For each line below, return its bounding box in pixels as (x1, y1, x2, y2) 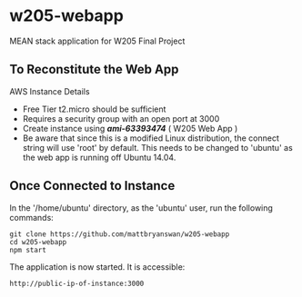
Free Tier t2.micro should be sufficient (22, 104, 166, 114)
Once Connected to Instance (9, 178, 176, 193)
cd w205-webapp (9, 237, 67, 246)
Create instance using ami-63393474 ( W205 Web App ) (22, 123, 238, 134)
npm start (9, 245, 47, 254)
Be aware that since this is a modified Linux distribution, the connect (22, 133, 279, 144)
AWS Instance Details (9, 85, 90, 96)
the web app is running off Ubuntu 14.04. (22, 152, 176, 163)
